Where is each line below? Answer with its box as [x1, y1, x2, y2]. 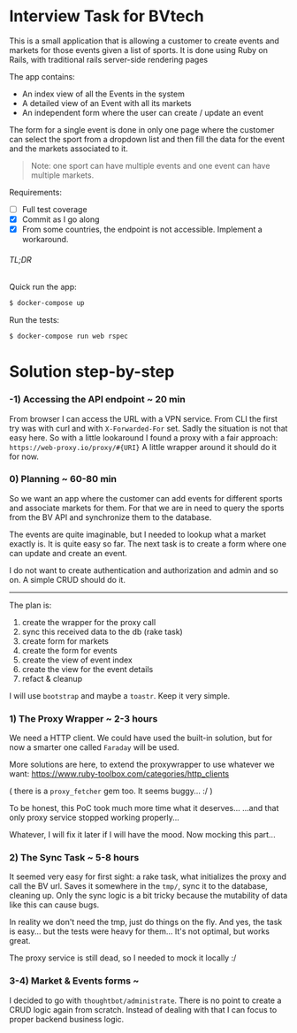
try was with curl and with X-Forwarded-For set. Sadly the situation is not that [9, 423, 288, 433]
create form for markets [21, 635, 109, 647]
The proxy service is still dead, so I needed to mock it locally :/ [9, 953, 237, 963]
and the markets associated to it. [9, 143, 128, 154]
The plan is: [9, 600, 52, 610]
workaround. [21, 234, 69, 245]
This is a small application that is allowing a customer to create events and [9, 35, 280, 46]
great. [9, 936, 31, 946]
